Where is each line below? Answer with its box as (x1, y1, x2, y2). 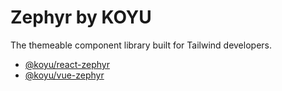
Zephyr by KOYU (10, 6, 152, 29)
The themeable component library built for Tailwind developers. (10, 39, 272, 51)
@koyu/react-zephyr (24, 58, 110, 70)
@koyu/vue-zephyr (24, 69, 105, 81)
